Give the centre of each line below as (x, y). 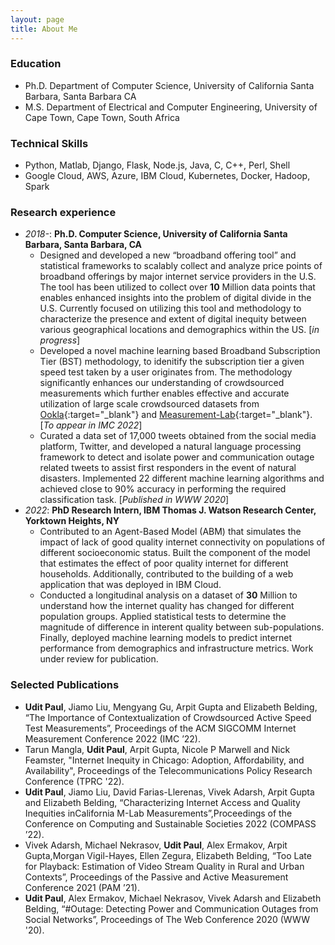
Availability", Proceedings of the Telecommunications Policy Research (168, 770)
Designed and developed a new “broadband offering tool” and (168, 255)
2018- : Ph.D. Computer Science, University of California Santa (156, 234)
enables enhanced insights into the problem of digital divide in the (175, 298)
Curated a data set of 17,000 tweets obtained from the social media (178, 436)
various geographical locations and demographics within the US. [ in (179, 330)
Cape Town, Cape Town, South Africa (102, 117)
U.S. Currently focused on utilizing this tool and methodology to (170, 308)
